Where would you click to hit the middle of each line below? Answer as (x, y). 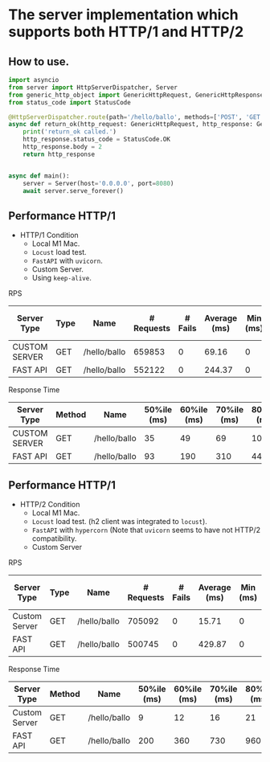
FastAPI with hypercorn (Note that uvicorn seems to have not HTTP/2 (146, 530)
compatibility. (54, 539)
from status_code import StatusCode (70, 102)
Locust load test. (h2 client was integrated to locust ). (119, 521)
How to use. (39, 61)
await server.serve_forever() (74, 190)
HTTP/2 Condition (50, 504)
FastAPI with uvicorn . (67, 261)
